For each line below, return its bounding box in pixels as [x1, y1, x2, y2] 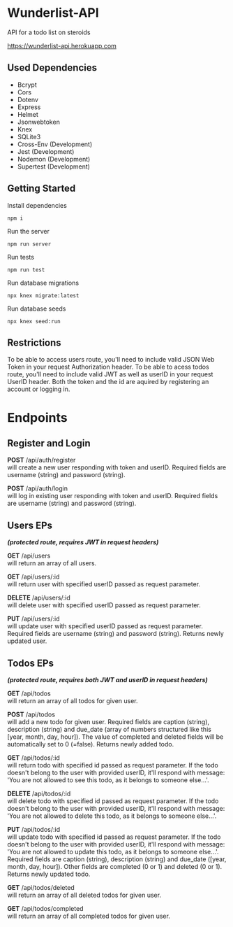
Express [17, 103, 41, 111]
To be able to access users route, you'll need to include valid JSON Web [7, 355, 215, 364]
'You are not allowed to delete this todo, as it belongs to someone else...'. [7, 812, 217, 820]
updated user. [7, 637, 47, 645]
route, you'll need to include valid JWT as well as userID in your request [7, 370, 213, 378]
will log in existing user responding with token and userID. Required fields [7, 492, 218, 500]
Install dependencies [7, 201, 68, 209]
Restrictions [7, 337, 61, 348]
